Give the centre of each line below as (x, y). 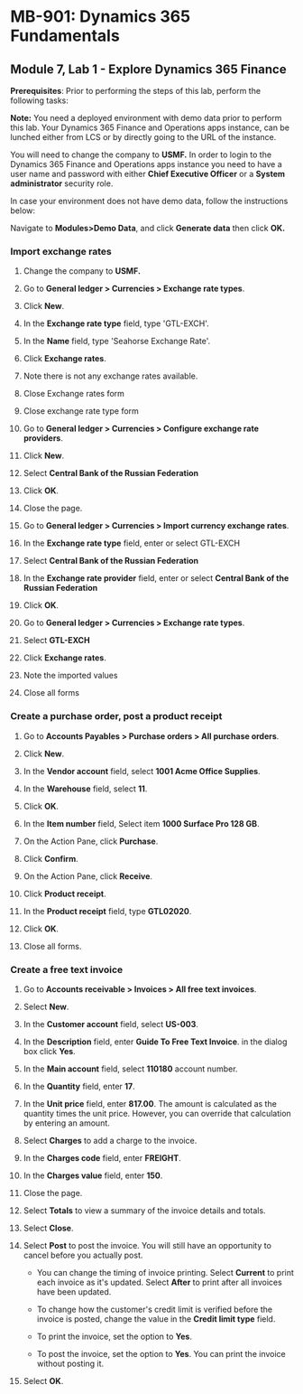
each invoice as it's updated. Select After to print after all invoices (159, 1282)
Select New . (46, 1006)
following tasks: (39, 100)
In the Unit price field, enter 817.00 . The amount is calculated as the (150, 1103)
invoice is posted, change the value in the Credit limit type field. (156, 1319)
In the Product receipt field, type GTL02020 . (107, 911)
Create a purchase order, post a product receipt (116, 716)
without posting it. (70, 1363)
